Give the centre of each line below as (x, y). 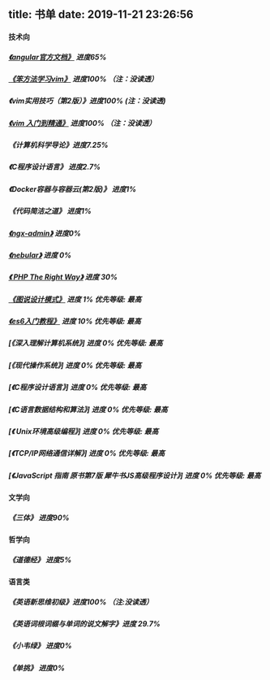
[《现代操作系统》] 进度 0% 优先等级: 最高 (75, 365)
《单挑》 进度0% (36, 668)
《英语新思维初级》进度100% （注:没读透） (81, 602)
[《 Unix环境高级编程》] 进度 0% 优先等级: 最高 (84, 431)
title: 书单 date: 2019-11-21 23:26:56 (101, 15)
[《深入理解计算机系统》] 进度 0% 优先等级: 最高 (86, 343)
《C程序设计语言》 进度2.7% (55, 167)
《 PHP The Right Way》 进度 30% (63, 277)
